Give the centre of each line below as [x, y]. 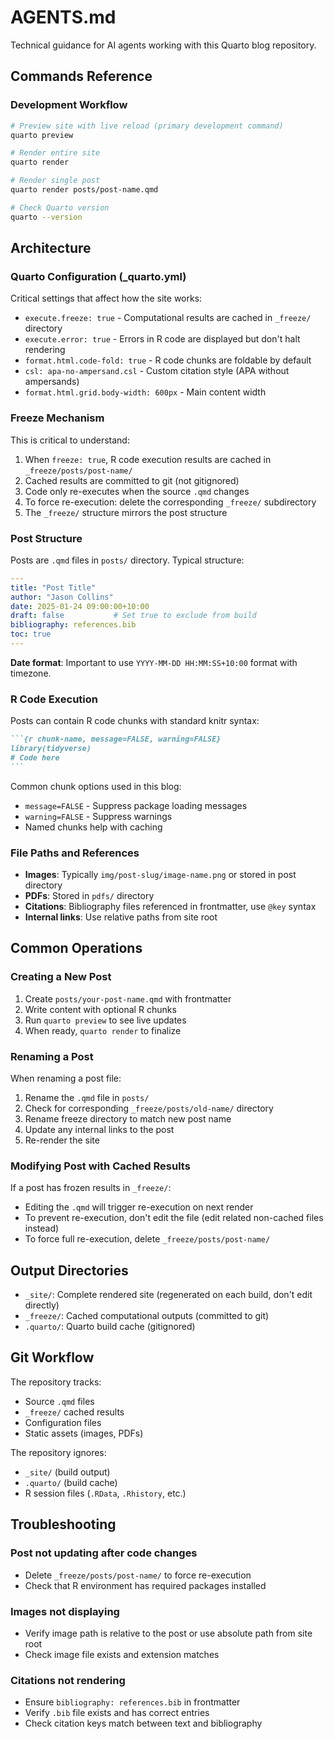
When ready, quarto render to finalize [103, 1030]
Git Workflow [52, 1357]
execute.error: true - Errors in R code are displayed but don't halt [162, 339]
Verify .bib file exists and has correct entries [117, 1713]
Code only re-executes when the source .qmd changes [137, 491]
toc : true [31, 634]
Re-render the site [62, 1140]
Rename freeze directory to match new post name [128, 1118]
